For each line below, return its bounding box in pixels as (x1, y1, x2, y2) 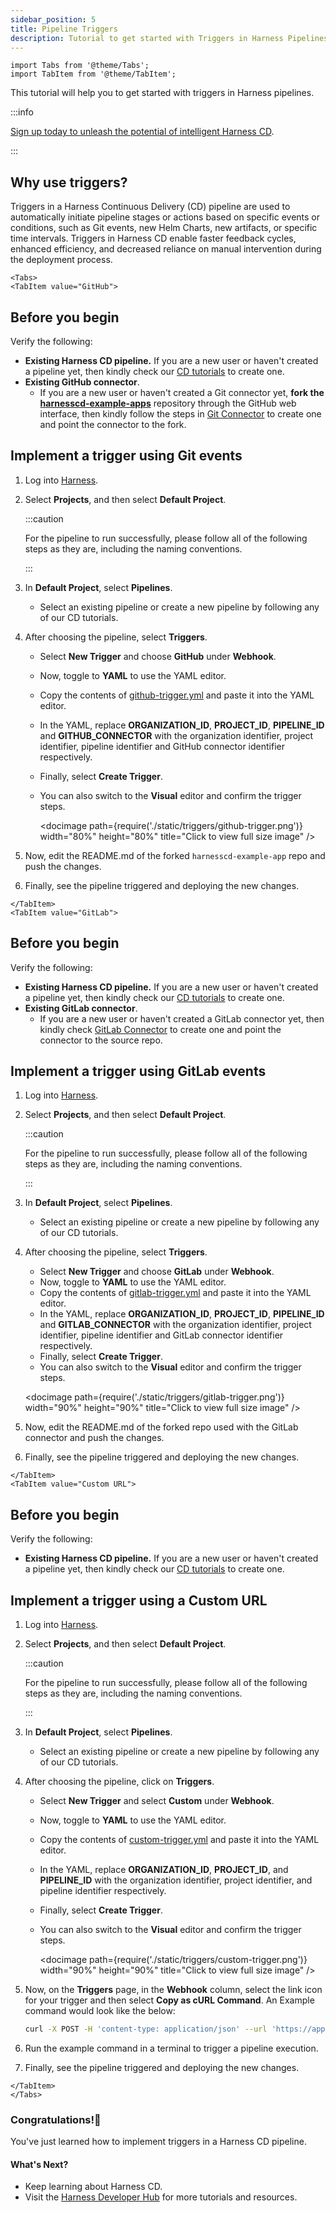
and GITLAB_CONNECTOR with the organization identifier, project (39, 1319, 312, 1331)
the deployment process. (10, 254, 113, 266)
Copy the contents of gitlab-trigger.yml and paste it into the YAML (39, 1287, 312, 1299)
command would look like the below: (24, 2005, 176, 2017)
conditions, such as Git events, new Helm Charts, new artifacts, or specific (10, 222, 318, 234)
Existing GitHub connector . (24, 376, 140, 388)
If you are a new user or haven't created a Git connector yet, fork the (39, 387, 325, 398)
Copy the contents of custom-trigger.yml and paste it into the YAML (39, 1834, 320, 1846)
